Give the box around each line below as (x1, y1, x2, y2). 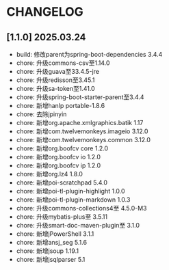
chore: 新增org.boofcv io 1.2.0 (16, 153, 101, 161)
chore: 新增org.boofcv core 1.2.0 (16, 144, 109, 152)
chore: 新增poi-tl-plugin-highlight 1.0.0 (16, 187, 125, 195)
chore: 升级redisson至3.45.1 (16, 76, 95, 84)
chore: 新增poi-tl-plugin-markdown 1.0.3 (16, 195, 131, 204)
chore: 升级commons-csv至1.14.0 (16, 59, 110, 67)
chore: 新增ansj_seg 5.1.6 (16, 239, 87, 246)
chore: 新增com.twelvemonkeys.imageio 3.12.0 (16, 127, 148, 135)
